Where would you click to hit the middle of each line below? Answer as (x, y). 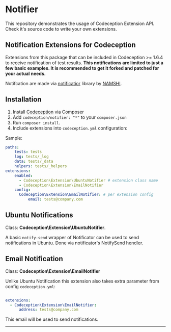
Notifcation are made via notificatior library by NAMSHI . (64, 83)
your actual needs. (25, 73)
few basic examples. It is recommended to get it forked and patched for (82, 68)
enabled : (24, 175)
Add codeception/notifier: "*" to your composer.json (69, 117)
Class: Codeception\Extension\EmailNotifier (53, 271)
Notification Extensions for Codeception (70, 45)
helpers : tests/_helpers (41, 166)
